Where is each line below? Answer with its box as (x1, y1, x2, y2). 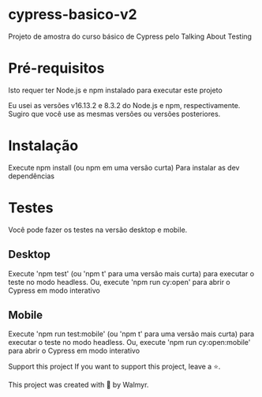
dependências (8, 171, 55, 181)
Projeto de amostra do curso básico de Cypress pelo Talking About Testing (8, 32, 253, 41)
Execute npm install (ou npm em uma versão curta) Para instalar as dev (8, 163, 240, 172)
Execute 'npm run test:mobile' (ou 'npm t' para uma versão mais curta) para (8, 329, 255, 339)
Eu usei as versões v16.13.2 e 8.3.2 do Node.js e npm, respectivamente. (8, 100, 241, 110)
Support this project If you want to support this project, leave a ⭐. (8, 361, 221, 372)
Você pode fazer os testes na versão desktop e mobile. (8, 225, 188, 234)
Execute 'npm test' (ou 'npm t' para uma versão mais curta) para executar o (8, 268, 255, 278)
